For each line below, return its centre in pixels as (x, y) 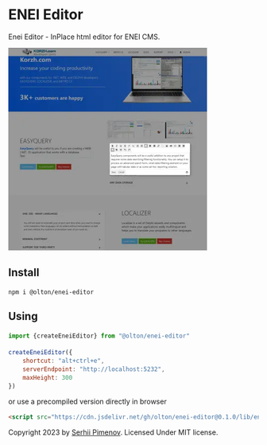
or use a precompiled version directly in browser (87, 401)
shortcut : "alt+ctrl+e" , (64, 361)
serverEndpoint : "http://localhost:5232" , (94, 369)
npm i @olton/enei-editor (51, 292)
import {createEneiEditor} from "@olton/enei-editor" (99, 336)
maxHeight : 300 (48, 377)
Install (24, 273)
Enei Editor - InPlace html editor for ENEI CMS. (84, 37)
